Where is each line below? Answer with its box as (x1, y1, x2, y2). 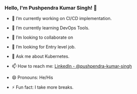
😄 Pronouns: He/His (11, 74, 53, 80)
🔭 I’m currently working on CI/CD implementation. (11, 16, 112, 22)
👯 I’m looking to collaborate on (11, 34, 73, 41)
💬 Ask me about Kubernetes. (11, 53, 69, 59)
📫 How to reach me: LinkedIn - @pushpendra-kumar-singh (11, 63, 132, 69)
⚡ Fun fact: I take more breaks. (11, 84, 74, 90)
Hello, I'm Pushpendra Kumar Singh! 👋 (4, 4, 97, 11)
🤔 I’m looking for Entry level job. (11, 44, 76, 50)
